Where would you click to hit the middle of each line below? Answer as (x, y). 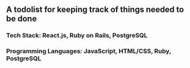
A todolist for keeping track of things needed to (95, 10)
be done (22, 19)
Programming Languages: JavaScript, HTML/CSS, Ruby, (89, 51)
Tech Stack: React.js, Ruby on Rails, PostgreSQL (77, 36)
